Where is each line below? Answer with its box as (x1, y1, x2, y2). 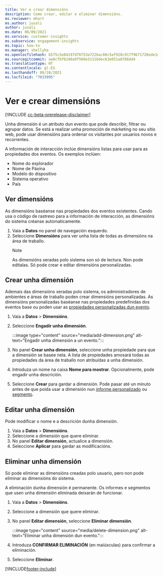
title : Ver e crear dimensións (5, 7, 68, 12)
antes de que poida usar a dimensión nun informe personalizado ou (12, 386, 147, 392)
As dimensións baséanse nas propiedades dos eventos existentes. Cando (5, 208, 153, 214)
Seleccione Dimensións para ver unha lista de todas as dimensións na (12, 233, 153, 239)
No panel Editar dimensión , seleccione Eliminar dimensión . (12, 518, 132, 524)
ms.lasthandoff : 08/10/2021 (5, 70, 62, 75)
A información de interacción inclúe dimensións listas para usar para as (5, 146, 148, 152)
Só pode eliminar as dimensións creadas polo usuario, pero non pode (5, 470, 144, 476)
